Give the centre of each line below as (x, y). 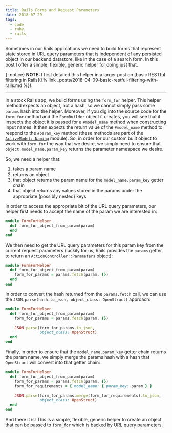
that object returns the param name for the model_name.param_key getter (88, 180)
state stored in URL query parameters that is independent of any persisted (84, 54)
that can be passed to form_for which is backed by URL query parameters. (84, 425)
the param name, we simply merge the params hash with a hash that (78, 357)
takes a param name (34, 169)
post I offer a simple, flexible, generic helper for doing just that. (72, 65)
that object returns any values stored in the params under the (77, 191)
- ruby (17, 29)
